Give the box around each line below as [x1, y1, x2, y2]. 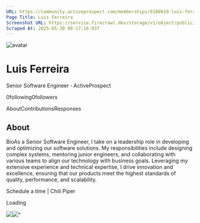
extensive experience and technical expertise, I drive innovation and [6, 164, 174, 170]
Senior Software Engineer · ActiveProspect [6, 82, 111, 89]
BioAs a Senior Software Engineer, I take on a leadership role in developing [6, 138, 189, 145]
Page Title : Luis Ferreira [6, 14, 73, 20]
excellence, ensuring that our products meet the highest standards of [6, 170, 176, 177]
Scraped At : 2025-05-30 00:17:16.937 [6, 25, 100, 32]
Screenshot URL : [6, 20, 46, 26]
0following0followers [6, 93, 58, 101]
